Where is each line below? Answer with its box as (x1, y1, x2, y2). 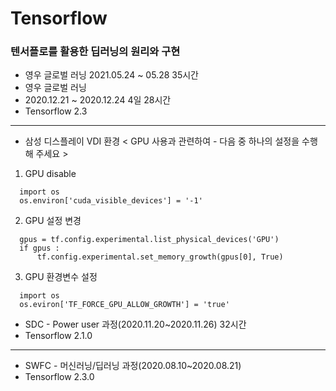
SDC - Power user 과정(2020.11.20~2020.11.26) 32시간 (24, 318, 247, 331)
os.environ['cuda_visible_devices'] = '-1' (19, 196, 203, 206)
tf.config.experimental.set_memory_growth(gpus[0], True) (36, 252, 284, 262)
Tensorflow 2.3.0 (24, 371, 95, 383)
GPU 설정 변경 (24, 215, 82, 227)
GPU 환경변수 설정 (24, 271, 98, 283)
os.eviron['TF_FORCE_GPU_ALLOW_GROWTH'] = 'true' (19, 300, 230, 310)
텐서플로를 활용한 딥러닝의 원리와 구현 (10, 45, 181, 59)
